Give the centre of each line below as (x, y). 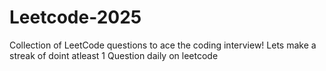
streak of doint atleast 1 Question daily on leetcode (114, 55)
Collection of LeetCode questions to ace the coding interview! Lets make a (163, 45)
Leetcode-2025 (75, 17)
